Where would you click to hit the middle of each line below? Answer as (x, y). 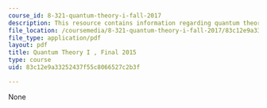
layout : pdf (28, 45)
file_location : (33, 30)
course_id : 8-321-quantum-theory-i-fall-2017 (85, 15)
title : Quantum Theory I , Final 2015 (72, 52)
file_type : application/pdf (55, 38)
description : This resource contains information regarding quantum (124, 23)
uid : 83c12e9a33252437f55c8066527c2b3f (74, 67)
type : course (30, 60)
